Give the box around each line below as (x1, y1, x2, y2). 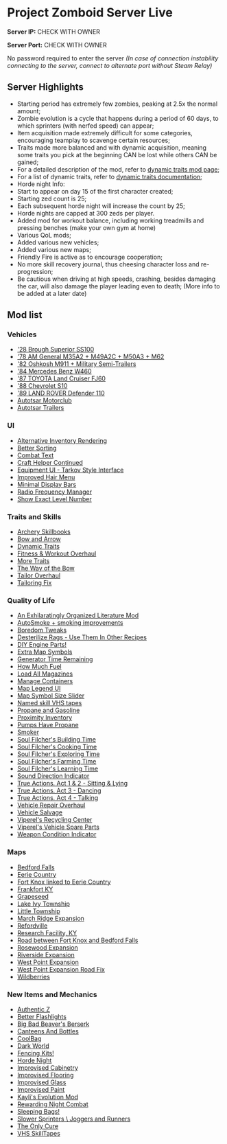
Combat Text (16, 451, 54, 459)
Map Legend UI (16, 685, 61, 693)
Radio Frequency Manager (16, 488, 93, 496)
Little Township (16, 906, 60, 915)
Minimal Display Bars (16, 480, 77, 488)
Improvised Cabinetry (16, 1063, 79, 1072)
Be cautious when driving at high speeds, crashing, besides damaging (16, 275, 216, 283)
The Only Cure (16, 1121, 59, 1130)
